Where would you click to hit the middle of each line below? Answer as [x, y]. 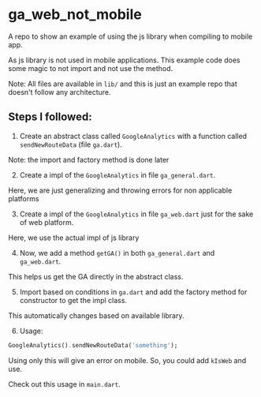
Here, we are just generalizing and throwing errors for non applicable [120, 190]
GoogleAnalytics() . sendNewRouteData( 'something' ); [93, 345]
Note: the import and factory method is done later [89, 159]
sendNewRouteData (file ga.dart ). [71, 144]
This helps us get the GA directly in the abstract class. [96, 276]
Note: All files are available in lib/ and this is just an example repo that [123, 84]
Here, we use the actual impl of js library [74, 238]
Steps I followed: [50, 117]
